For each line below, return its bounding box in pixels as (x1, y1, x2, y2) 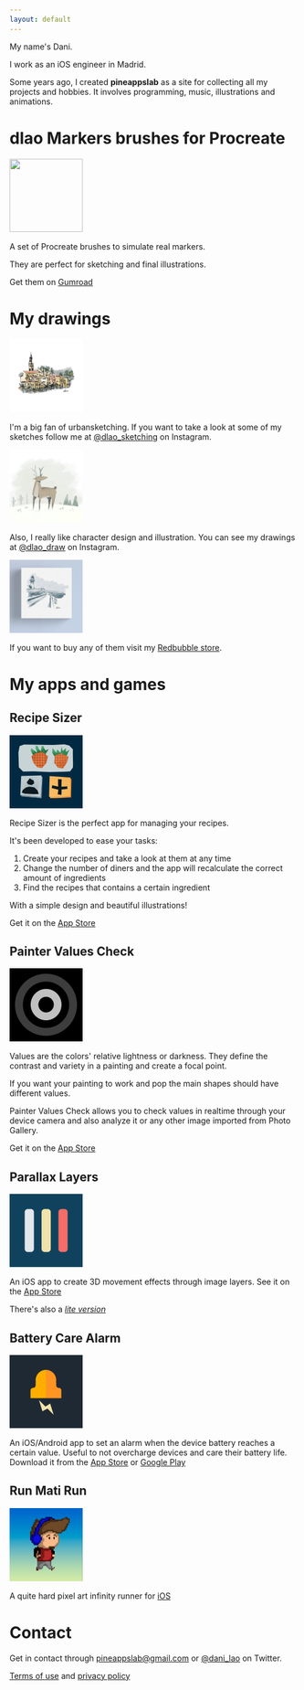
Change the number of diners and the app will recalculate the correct (22, 862, 283, 873)
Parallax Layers (9, 1169, 99, 1185)
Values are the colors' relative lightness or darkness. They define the (9, 1051, 268, 1062)
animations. (9, 96, 53, 107)
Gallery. (9, 1125, 39, 1136)
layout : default (9, 15, 71, 24)
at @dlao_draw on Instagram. (9, 541, 121, 552)
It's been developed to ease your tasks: (9, 834, 158, 845)
